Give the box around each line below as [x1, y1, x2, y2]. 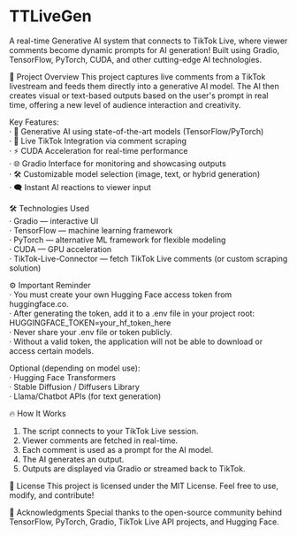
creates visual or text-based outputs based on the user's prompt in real [9, 90, 269, 101]
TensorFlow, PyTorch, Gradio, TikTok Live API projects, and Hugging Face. [9, 516, 280, 527]
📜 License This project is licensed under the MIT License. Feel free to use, [9, 480, 279, 491]
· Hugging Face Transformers [9, 371, 117, 382]
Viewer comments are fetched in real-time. [21, 435, 179, 446]
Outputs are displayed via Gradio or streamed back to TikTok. [21, 463, 246, 474]
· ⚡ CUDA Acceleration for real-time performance [9, 145, 188, 156]
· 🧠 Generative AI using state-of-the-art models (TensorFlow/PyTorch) [9, 126, 264, 136]
